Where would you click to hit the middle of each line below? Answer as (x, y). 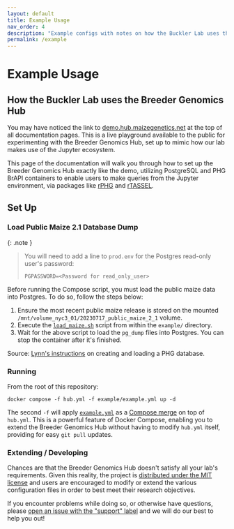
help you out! (26, 519)
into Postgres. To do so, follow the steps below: (75, 297)
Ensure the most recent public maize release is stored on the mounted (118, 310)
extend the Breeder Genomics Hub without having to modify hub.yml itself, (114, 427)
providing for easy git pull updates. (60, 435)
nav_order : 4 (26, 27)
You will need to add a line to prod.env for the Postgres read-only (117, 256)
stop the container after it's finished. (69, 340)
